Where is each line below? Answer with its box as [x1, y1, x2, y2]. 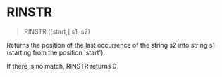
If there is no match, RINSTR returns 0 [6, 62, 117, 70]
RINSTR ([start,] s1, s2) [23, 27, 91, 36]
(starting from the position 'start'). [6, 48, 105, 57]
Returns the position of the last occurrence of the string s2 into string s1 [6, 41, 216, 49]
